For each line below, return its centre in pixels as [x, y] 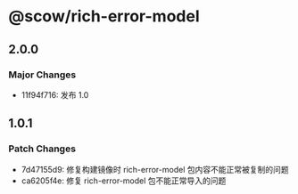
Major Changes [42, 75]
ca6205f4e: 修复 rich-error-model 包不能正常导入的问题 [124, 181]
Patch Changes [42, 149]
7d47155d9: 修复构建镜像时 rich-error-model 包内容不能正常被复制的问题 [155, 169]
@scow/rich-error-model [104, 16]
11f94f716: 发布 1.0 [55, 94]
